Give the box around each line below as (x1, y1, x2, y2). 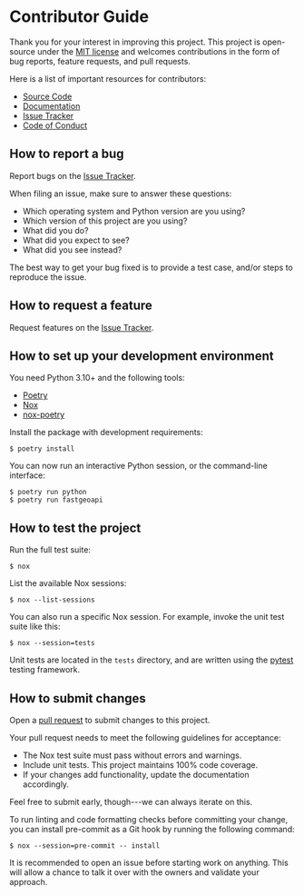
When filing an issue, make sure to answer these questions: (9, 188, 232, 199)
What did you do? (22, 224, 89, 235)
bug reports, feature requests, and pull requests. (9, 55, 191, 66)
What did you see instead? (22, 244, 123, 255)
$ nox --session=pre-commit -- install (9, 841, 161, 851)
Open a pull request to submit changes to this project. (9, 715, 211, 725)
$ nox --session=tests (9, 639, 95, 648)
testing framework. (9, 664, 81, 675)
